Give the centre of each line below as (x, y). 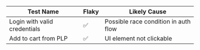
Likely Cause (148, 11)
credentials (25, 29)
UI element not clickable (138, 39)
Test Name (43, 11)
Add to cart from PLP (39, 39)
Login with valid (31, 21)
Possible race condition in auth (148, 21)
